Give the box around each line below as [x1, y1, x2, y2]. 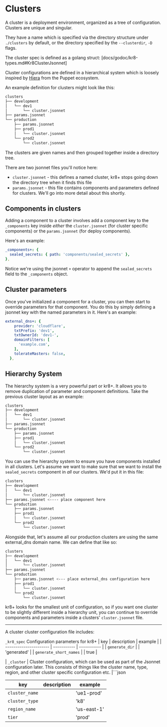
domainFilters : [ [14, 337, 50, 343]
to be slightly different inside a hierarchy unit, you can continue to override [5, 609, 158, 615]
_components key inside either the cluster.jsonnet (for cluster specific [5, 223, 148, 229]
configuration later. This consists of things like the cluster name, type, [5, 664, 148, 670]
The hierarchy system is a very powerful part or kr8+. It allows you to [5, 383, 147, 389]
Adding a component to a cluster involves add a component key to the [5, 218, 149, 224]
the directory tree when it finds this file [12, 179, 92, 185]
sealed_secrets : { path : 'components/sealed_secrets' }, [9, 252, 130, 257]
